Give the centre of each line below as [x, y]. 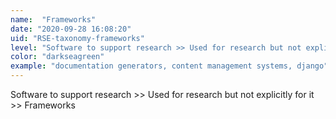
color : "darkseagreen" [57, 57]
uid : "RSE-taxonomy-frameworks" [77, 38]
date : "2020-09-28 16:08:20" [71, 29]
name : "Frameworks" [53, 19]
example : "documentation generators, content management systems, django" [169, 66]
